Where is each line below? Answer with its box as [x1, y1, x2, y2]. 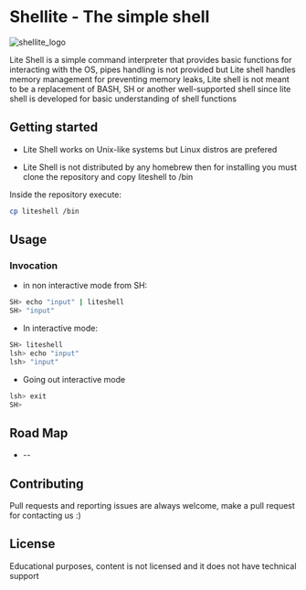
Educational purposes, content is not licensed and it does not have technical [9, 560, 297, 572]
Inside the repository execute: [9, 189, 121, 200]
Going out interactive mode [22, 374, 126, 385]
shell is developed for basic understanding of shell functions [9, 93, 237, 104]
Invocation [9, 258, 58, 271]
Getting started [9, 120, 99, 135]
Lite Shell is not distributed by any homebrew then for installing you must [22, 162, 298, 173]
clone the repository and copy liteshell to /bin [22, 171, 194, 182]
